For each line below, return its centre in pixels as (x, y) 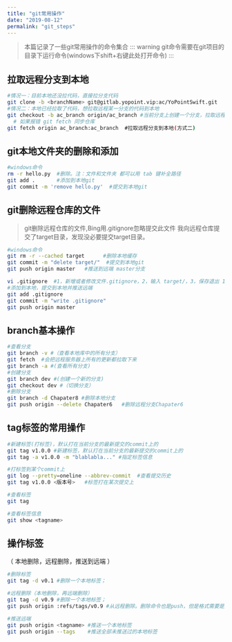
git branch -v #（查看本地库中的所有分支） (64, 353)
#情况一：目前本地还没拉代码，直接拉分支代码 (63, 96)
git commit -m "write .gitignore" (57, 301)
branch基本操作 (41, 330)
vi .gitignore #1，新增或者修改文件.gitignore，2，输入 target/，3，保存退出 (113, 282)
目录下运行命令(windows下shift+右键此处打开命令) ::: (99, 55)
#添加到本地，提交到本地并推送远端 (50, 287)
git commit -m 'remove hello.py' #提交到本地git (77, 187)
